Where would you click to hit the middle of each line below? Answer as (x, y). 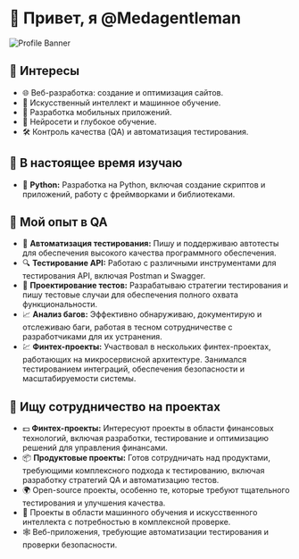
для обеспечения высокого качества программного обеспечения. (149, 253)
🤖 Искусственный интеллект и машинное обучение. (121, 103)
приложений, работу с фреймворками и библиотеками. (129, 194)
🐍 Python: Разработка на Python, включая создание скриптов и (144, 184)
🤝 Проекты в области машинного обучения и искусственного (140, 513)
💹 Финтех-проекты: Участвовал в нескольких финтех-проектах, (146, 346)
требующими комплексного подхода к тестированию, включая (143, 471)
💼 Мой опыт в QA (58, 222)
